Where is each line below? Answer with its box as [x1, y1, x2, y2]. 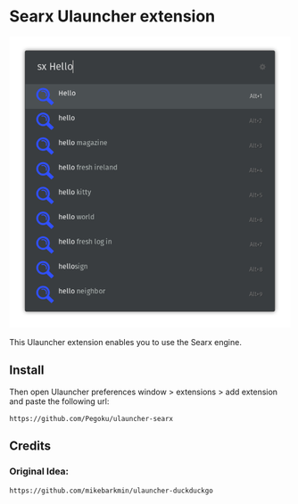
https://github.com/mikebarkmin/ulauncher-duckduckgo [9, 486, 214, 496]
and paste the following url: [9, 395, 110, 407]
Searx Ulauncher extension [9, 6, 216, 27]
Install [9, 363, 45, 378]
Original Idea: [9, 466, 70, 478]
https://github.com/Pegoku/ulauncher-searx [9, 414, 174, 423]
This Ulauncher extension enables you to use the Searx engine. [9, 336, 243, 347]
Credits [9, 439, 52, 454]
